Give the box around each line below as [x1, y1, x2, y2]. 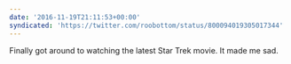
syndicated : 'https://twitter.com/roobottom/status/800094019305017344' [9, 21, 284, 30]
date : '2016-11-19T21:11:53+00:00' [9, 12, 141, 22]
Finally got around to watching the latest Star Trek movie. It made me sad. [9, 45, 279, 55]
